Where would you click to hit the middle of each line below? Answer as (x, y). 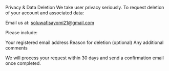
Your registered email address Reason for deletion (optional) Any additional (84, 42)
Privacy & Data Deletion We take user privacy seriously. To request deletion (85, 7)
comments (17, 48)
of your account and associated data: (45, 13)
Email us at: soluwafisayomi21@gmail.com (50, 23)
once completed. (23, 63)
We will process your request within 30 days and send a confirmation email (84, 58)
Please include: (22, 32)
